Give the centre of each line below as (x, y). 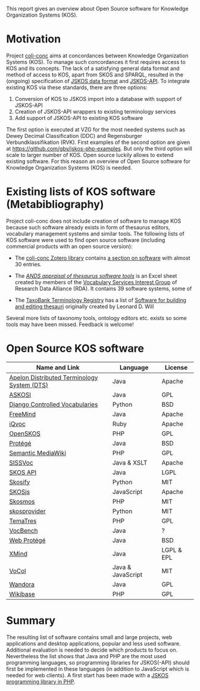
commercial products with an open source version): (69, 246)
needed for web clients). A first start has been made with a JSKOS (87, 675)
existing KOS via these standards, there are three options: (77, 87)
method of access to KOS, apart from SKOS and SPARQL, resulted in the (95, 75)
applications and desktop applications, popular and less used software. (93, 643)
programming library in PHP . (41, 681)
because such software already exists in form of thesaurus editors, (88, 227)
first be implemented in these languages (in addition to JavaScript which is (98, 669)
